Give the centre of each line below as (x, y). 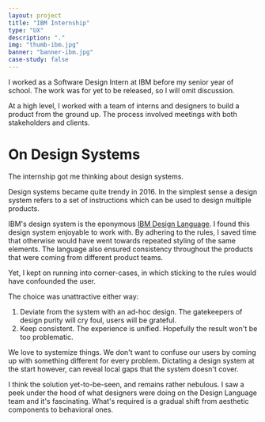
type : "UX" (26, 30)
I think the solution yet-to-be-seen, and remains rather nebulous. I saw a (126, 384)
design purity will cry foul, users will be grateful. (98, 320)
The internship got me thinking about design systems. (96, 176)
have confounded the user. (52, 281)
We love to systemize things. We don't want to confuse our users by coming (132, 352)
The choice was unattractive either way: (74, 296)
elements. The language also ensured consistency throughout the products (131, 249)
